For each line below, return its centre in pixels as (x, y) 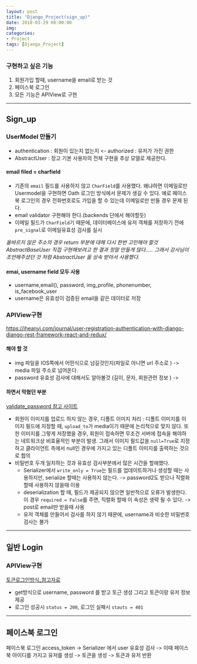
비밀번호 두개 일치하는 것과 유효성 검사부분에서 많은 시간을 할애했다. (92, 463)
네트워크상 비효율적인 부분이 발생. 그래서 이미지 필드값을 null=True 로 (100, 441)
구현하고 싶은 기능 (30, 66)
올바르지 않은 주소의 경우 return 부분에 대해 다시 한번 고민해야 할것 (82, 242)
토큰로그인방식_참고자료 (33, 579)
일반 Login (25, 548)
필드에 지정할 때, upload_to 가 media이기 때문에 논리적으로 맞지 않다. (104, 426)
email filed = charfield (33, 172)
